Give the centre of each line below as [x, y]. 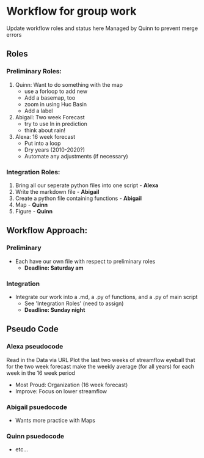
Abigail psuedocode [37, 407]
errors [14, 34]
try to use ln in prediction [56, 124]
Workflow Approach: [47, 231]
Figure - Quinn [34, 211]
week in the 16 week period [41, 373]
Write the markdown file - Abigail [57, 191]
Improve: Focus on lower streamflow [61, 391]
